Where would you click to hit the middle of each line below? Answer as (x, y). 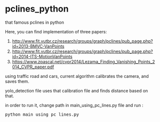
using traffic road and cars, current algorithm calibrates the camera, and (77, 76)
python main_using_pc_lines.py (42, 114)
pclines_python (37, 9)
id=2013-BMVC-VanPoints (38, 46)
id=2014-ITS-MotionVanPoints (42, 56)
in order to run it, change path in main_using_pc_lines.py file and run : (74, 105)
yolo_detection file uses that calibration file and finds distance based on (77, 91)
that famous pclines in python (35, 22)
